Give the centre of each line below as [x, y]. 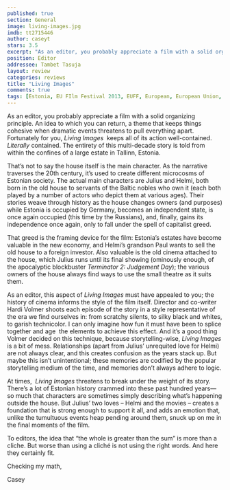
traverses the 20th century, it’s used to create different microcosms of [106, 173]
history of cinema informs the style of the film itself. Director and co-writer [112, 302]
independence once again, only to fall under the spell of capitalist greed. [109, 224]
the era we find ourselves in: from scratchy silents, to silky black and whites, [115, 316]
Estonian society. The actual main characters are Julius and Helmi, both [108, 180]
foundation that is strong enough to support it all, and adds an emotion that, [114, 410]
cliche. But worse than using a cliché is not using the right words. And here [113, 445]
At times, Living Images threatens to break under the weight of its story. [109, 381]
